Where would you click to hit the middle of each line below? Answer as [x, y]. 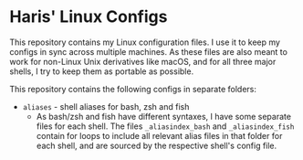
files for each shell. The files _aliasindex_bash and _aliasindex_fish [165, 126]
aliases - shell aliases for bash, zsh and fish [106, 106]
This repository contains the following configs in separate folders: [133, 89]
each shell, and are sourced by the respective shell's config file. [157, 145]
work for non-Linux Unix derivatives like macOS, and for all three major [143, 61]
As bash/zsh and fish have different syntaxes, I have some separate [164, 116]
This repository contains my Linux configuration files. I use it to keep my [145, 42]
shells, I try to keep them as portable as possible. [102, 71]
